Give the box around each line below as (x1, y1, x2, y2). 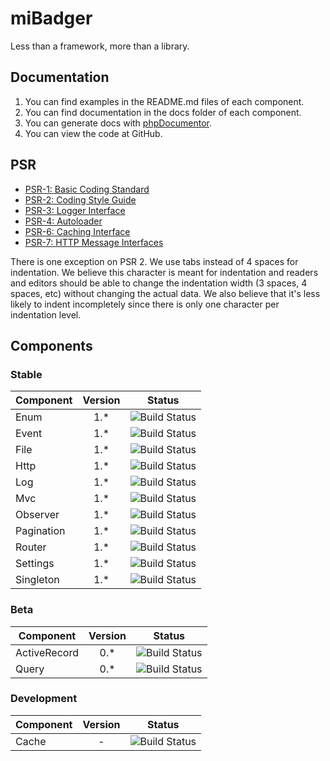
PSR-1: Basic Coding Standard (24, 183, 150, 195)
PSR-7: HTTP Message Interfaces (24, 236, 164, 248)
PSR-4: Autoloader (24, 215, 103, 227)
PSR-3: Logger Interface (24, 204, 126, 216)
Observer (15, 508, 60, 522)
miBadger (10, 7, 93, 30)
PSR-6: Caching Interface (24, 225, 131, 237)
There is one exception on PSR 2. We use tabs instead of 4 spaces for (10, 255, 299, 267)
